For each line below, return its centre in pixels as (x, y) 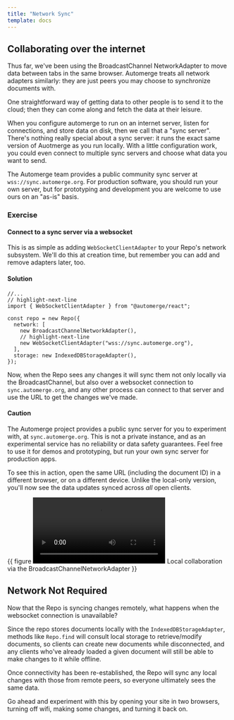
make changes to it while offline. (54, 659)
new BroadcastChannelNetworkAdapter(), (79, 331)
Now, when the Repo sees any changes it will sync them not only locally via (117, 374)
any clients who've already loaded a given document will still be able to (110, 651)
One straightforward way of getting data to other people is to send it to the (115, 102)
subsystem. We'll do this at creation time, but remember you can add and (113, 255)
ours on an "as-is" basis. (43, 197)
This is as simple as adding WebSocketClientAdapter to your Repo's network (117, 248)
